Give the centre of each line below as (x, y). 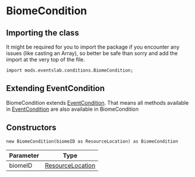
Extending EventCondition (56, 89)
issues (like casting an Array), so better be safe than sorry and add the (92, 53)
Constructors (31, 128)
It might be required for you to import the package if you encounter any (93, 47)
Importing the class (43, 33)
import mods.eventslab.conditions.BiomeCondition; (70, 70)
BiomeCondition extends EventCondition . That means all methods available (97, 102)
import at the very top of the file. (45, 59)
